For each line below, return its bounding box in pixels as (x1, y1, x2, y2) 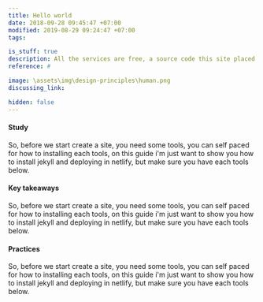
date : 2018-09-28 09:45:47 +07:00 (8, 19, 122, 27)
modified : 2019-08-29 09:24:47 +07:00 (8, 26, 135, 34)
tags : (8, 33, 26, 42)
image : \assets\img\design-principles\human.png (8, 76, 171, 84)
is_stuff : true (8, 48, 58, 56)
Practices (8, 244, 41, 253)
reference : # (8, 62, 51, 71)
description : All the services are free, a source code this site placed (8, 55, 256, 63)
